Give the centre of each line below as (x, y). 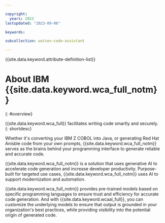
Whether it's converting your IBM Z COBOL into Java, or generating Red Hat (82, 138)
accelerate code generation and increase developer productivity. (71, 169)
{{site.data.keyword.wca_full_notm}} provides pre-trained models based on (82, 189)
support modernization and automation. (45, 179)
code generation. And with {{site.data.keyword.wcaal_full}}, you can (74, 199)
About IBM (27, 79)
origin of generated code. (31, 215)
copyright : (16, 14)
